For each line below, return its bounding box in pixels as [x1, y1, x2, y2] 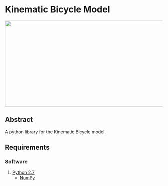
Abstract [5, 115, 33, 124]
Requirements [5, 143, 50, 152]
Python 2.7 [12, 169, 35, 176]
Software [5, 158, 28, 165]
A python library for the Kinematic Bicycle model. [5, 129, 106, 135]
